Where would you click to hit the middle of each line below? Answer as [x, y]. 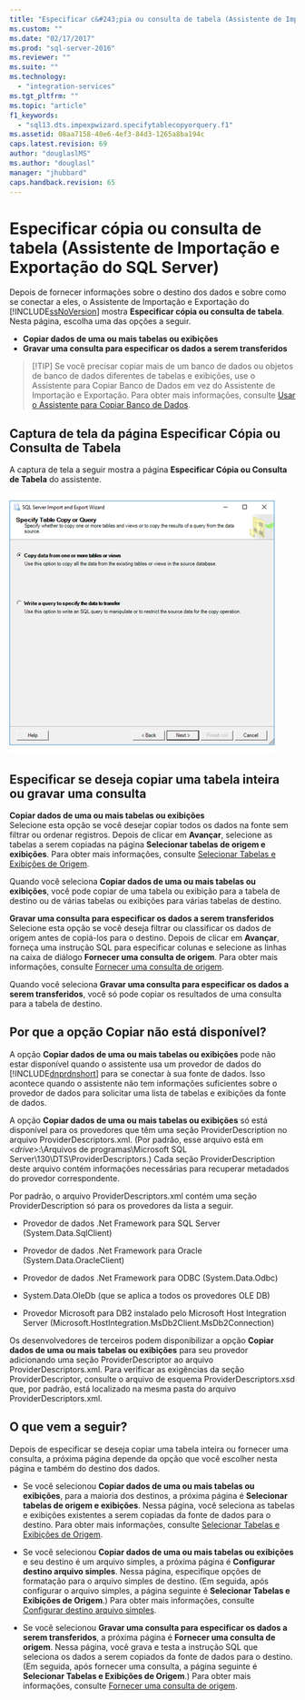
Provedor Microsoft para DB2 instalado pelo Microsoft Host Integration [155, 1313]
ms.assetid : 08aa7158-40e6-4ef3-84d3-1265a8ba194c [107, 135]
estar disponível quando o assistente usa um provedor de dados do [135, 1064]
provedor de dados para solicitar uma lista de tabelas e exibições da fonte [148, 1093]
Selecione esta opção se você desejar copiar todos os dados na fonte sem [149, 825]
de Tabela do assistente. [55, 480]
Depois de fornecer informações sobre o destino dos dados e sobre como [148, 292]
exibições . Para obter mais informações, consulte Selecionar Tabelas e [143, 855]
